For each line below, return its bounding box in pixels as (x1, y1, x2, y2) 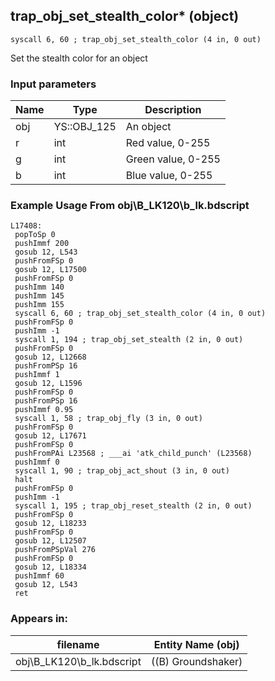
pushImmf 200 (14, 239, 70, 249)
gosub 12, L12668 (14, 352, 87, 363)
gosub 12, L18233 (14, 519, 87, 529)
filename (56, 637, 100, 651)
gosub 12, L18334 (14, 562, 87, 573)
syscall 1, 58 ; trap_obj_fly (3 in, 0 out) (14, 414, 203, 424)
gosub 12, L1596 (14, 379, 83, 389)
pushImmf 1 (14, 370, 60, 380)
